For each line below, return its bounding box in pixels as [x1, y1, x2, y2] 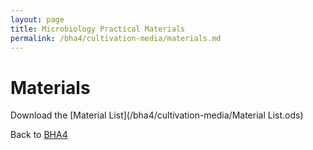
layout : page [10, 14, 65, 25]
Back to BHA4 [10, 129, 68, 141]
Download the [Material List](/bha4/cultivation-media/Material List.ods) [10, 109, 304, 121]
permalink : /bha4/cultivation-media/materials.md [10, 33, 222, 43]
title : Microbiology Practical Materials [10, 24, 186, 34]
